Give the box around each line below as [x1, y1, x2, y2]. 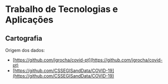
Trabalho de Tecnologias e [5, 3, 118, 15]
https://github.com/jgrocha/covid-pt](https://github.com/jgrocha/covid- [14, 57, 163, 63]
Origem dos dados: [5, 47, 45, 53]
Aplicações [5, 14, 54, 25]
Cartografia [5, 34, 43, 42]
